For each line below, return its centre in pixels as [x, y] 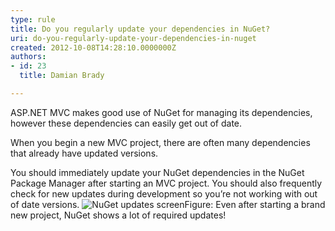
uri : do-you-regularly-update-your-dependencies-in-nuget [133, 38]
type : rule [33, 19]
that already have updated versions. [84, 153]
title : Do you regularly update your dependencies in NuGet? [140, 29]
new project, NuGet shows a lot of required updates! [118, 215]
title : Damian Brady [62, 76]
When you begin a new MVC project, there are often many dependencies [160, 142]
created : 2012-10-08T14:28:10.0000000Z [93, 47]
